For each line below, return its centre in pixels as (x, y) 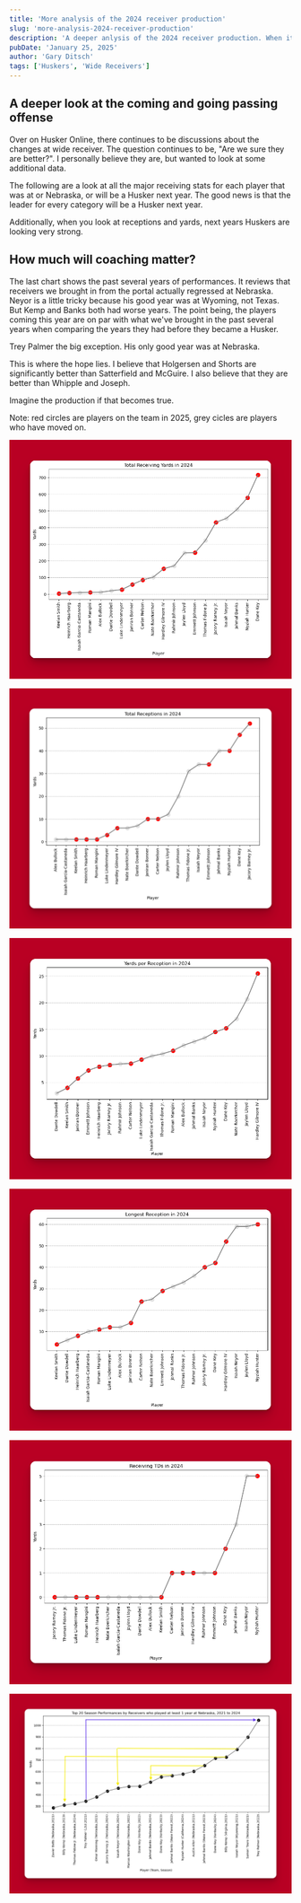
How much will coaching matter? (103, 260)
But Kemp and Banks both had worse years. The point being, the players (143, 310)
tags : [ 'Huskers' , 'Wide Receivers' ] (80, 66)
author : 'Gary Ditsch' (52, 57)
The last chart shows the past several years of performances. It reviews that (150, 281)
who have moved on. (48, 427)
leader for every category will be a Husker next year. (106, 204)
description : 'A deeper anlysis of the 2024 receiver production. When (146, 38)
